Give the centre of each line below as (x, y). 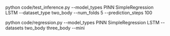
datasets (15, 28)
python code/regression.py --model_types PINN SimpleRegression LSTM (82, 23)
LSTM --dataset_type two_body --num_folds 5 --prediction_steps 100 (79, 13)
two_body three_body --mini (55, 28)
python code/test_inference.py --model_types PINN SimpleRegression (79, 7)
